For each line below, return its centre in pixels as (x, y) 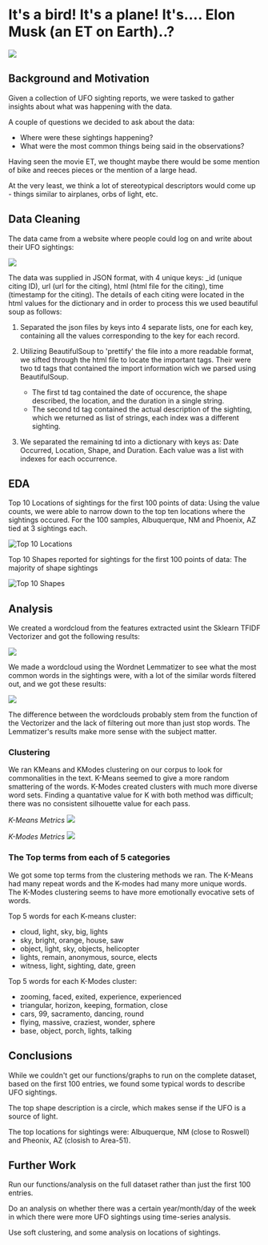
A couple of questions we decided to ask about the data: (102, 122)
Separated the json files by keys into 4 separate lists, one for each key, (136, 327)
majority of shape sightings (53, 568)
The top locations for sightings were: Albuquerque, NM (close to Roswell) (129, 1131)
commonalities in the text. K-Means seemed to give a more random (119, 778)
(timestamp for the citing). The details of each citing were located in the (126, 295)
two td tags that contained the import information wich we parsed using (138, 368)
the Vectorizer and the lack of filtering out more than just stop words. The (129, 723)
